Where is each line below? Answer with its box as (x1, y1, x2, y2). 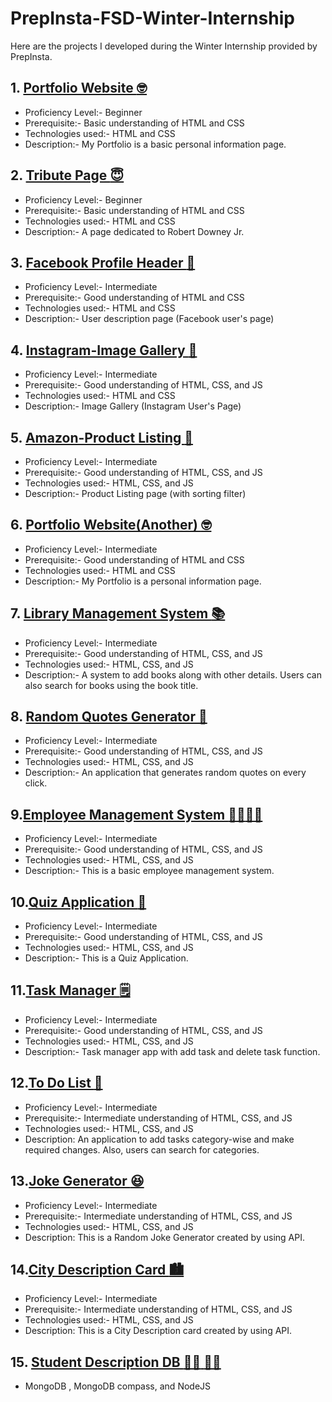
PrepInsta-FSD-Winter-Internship (10, 7, 295, 30)
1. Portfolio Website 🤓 (10, 80, 148, 97)
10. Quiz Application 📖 (10, 893, 147, 911)
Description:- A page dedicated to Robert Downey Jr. (24, 225, 245, 237)
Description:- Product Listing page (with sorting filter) (24, 488, 247, 499)
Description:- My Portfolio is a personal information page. (24, 575, 262, 587)
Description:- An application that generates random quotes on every (24, 767, 307, 779)
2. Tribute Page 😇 (10, 167, 125, 184)
